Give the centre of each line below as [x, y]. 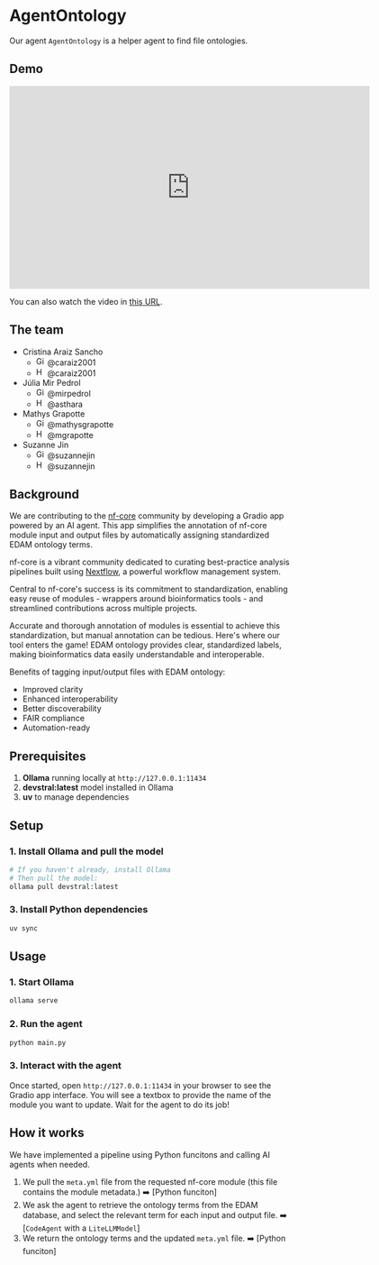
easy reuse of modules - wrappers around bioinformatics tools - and [136, 599]
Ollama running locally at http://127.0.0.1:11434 [114, 778]
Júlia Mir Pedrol [51, 382]
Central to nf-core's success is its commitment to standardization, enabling [149, 589]
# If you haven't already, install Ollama [90, 870]
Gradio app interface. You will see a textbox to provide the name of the [140, 1095]
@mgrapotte [71, 435]
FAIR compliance [54, 719]
